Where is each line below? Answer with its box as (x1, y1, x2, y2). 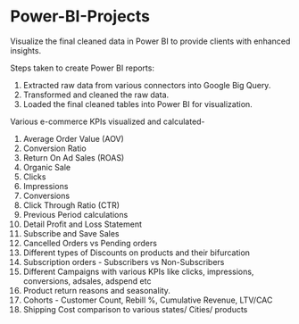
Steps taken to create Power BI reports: (10, 62, 155, 73)
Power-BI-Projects (10, 6, 151, 27)
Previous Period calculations (22, 209, 129, 220)
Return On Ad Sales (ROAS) (22, 152, 125, 162)
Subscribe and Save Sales (22, 228, 120, 238)
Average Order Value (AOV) (22, 133, 124, 144)
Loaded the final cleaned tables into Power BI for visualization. (22, 98, 253, 109)
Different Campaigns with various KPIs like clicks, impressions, (22, 266, 254, 277)
